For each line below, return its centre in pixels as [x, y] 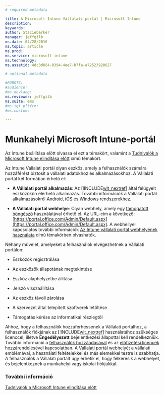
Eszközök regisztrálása [36, 259]
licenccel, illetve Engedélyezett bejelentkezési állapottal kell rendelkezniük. [82, 337]
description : [19, 23]
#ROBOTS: [14, 83]
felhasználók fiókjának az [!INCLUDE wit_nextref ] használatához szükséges [82, 332]
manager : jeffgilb [24, 37]
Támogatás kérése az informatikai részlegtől [57, 317]
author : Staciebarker [27, 33]
